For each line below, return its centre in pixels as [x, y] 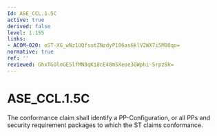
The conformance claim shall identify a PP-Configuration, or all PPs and [109, 117]
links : [17, 39]
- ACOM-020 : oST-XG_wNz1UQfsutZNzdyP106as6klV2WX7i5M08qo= [94, 45]
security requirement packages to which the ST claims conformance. [105, 125]
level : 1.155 [26, 33]
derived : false [29, 26]
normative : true [30, 52]
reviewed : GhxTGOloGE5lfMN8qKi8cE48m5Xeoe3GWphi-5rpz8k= [91, 65]
